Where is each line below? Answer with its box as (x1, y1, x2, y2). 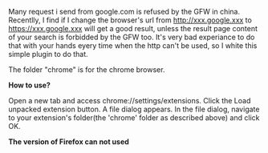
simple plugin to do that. (8, 50, 88, 58)
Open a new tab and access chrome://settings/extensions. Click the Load (8, 96, 251, 105)
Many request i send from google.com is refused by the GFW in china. (8, 7, 241, 16)
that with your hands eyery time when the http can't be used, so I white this (8, 41, 258, 50)
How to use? (8, 80, 51, 90)
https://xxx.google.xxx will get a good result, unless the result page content (8, 24, 258, 33)
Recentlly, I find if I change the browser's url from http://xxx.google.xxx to (8, 15, 253, 25)
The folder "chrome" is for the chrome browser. (8, 65, 165, 74)
